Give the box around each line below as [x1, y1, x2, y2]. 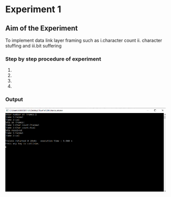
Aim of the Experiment [5, 24, 78, 33]
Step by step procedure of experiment [5, 55, 101, 62]
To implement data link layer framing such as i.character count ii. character [5, 37, 162, 43]
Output [5, 96, 23, 103]
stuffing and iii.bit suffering [5, 43, 62, 49]
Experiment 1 [5, 4, 62, 15]
